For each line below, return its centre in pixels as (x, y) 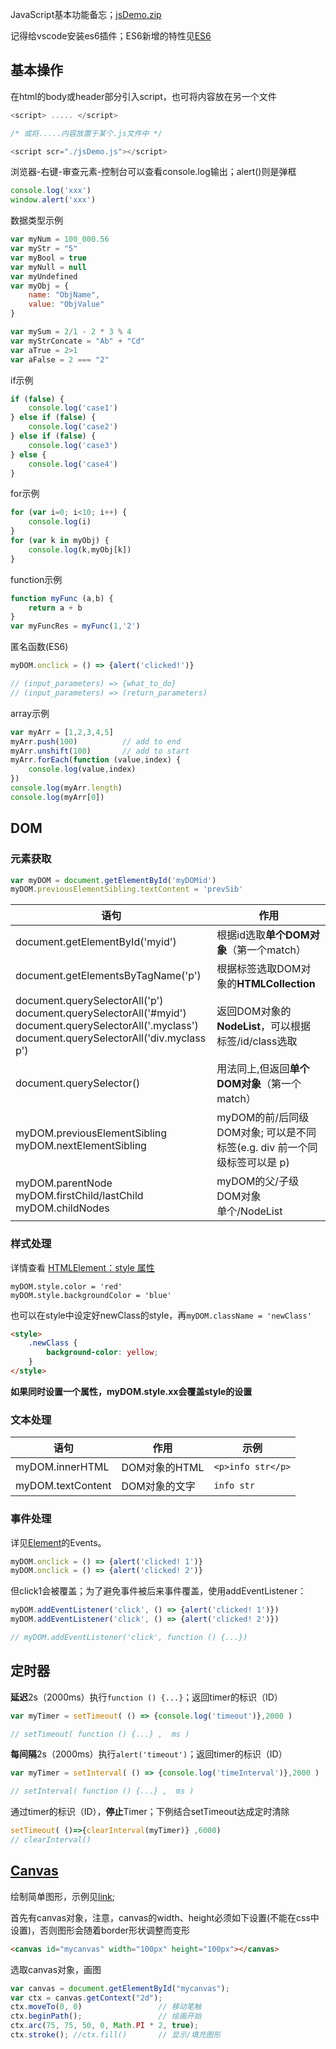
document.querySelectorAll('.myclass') (107, 1026)
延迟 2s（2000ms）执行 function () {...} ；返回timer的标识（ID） (146, 1697)
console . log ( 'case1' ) (73, 408)
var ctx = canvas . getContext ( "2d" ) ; (86, 1998)
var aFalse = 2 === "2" (60, 359)
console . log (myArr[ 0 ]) (57, 797)
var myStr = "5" (44, 249)
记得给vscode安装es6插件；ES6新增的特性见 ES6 (111, 36)
